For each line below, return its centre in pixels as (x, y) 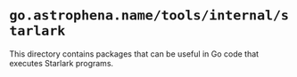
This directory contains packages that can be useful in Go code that (134, 54)
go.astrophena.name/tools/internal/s (149, 15)
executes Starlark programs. (62, 63)
